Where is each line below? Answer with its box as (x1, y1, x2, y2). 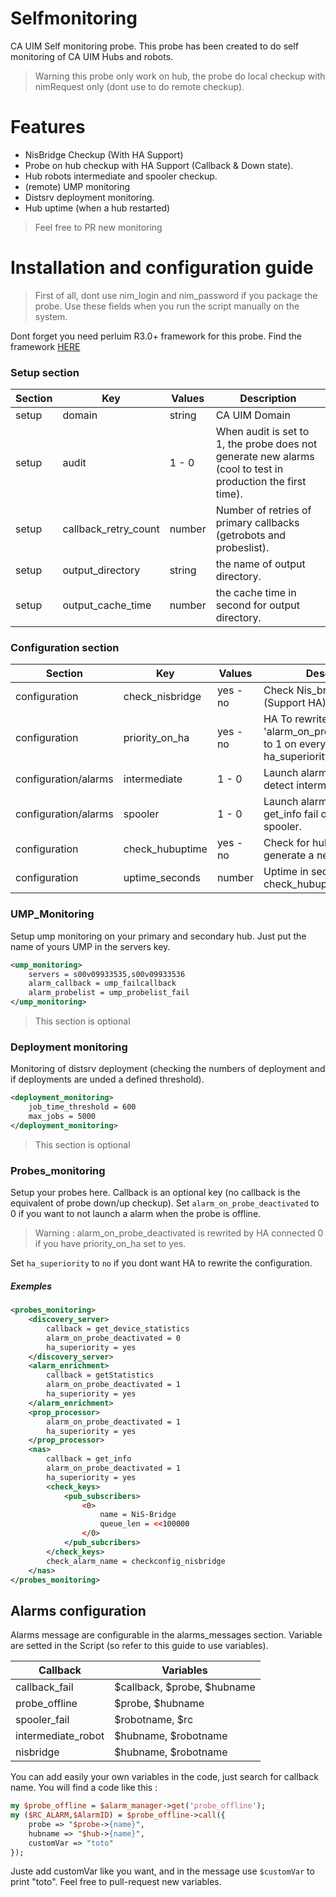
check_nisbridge (123, 690, 202, 704)
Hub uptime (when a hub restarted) (24, 202, 171, 214)
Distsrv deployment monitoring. (24, 191, 155, 203)
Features (10, 116, 86, 139)
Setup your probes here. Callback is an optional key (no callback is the (10, 1187, 301, 1199)
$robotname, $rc (114, 1713, 194, 1727)
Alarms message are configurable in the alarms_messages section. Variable (10, 1629, 323, 1641)
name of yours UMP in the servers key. (10, 940, 171, 952)
